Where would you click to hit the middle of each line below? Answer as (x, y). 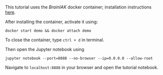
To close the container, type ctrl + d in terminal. (55, 40)
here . (10, 12)
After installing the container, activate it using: (51, 22)
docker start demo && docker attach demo (48, 31)
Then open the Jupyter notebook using (45, 49)
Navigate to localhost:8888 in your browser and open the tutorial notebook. (82, 67)
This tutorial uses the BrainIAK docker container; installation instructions (78, 7)
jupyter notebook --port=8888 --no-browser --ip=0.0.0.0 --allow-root (79, 58)
